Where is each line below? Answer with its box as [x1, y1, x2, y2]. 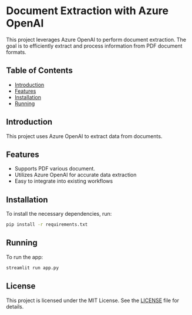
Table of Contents [6, 66, 73, 76]
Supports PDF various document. [14, 165, 96, 172]
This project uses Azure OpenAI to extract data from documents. [6, 132, 163, 139]
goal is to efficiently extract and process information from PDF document [6, 42, 183, 49]
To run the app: [6, 253, 43, 260]
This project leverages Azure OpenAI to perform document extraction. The [6, 36, 187, 43]
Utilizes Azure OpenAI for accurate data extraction [14, 172, 137, 179]
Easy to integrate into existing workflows [14, 177, 113, 185]
